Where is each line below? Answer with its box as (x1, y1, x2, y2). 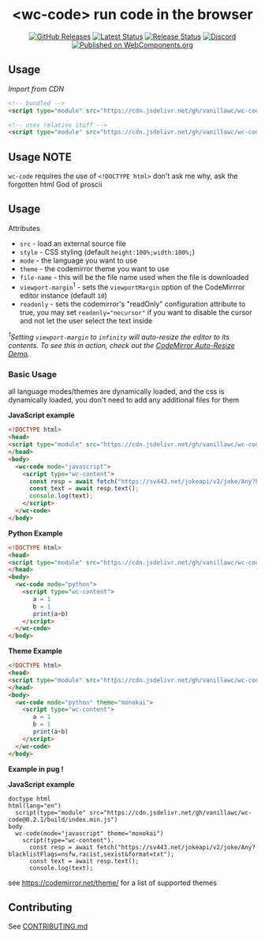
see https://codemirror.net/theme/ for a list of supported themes (8, 878, 217, 887)
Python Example (8, 528, 63, 538)
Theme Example (8, 646, 63, 656)
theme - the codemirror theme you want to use (19, 263, 170, 274)
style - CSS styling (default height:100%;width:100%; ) (19, 247, 196, 256)
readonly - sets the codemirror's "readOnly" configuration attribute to (19, 299, 246, 308)
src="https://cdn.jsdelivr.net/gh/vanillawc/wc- (89, 808, 252, 816)
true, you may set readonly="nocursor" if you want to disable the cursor (19, 307, 252, 317)
